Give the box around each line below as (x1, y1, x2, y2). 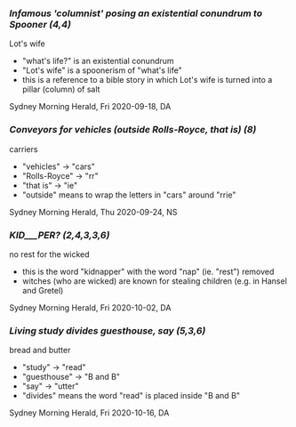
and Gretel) (21, 285, 64, 295)
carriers (9, 143, 38, 154)
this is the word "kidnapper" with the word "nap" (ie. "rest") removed (21, 266, 275, 277)
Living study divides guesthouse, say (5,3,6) (9, 324, 206, 336)
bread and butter (9, 345, 71, 356)
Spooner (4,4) (9, 18, 71, 30)
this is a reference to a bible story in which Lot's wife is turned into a (21, 75, 273, 85)
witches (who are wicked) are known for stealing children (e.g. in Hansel (21, 275, 287, 286)
